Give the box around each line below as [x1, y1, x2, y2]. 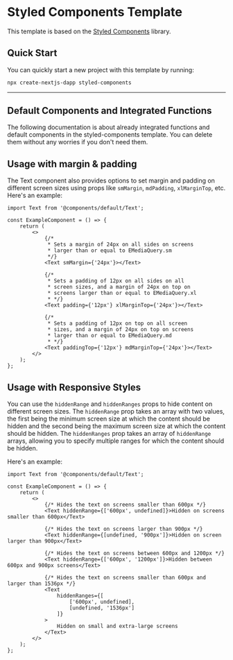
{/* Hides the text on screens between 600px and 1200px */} [44, 550, 225, 557]
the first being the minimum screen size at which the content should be [7, 414, 210, 423]
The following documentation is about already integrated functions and [7, 123, 210, 132]
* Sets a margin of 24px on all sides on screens [47, 241, 194, 248]
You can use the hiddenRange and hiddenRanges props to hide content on [7, 400, 213, 408]
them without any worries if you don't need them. [7, 138, 148, 146]
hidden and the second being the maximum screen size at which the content [7, 422, 226, 430]
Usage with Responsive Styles [7, 381, 141, 393]
